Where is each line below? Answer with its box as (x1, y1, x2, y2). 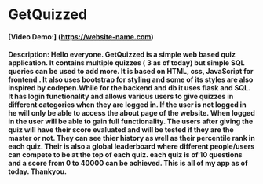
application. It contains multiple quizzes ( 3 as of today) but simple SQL (8, 58, 245, 68)
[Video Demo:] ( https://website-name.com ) (8, 31, 155, 41)
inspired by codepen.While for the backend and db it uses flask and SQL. (8, 83, 251, 93)
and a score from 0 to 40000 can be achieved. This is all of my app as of (8, 159, 249, 168)
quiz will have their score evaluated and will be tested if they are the (8, 125, 234, 134)
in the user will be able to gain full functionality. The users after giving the (8, 116, 254, 127)
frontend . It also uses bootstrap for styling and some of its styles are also (8, 75, 254, 84)
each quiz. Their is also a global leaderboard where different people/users (8, 142, 255, 151)
